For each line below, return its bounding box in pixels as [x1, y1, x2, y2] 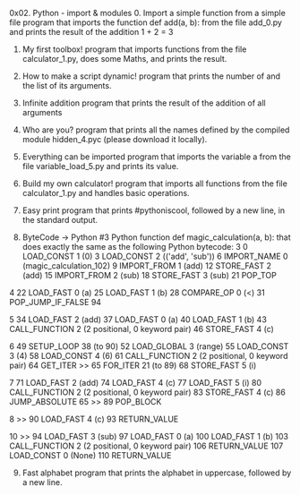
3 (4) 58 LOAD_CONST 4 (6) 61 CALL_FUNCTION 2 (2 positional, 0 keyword [9, 351, 288, 361]
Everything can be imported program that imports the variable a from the [21, 151, 291, 162]
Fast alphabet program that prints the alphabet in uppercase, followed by [21, 467, 292, 478]
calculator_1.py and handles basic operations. [21, 188, 190, 198]
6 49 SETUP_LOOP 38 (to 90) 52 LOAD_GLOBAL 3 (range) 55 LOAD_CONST [9, 341, 289, 352]
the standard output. [21, 215, 99, 225]
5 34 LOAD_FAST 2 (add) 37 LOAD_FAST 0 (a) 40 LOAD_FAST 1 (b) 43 [9, 314, 267, 325]
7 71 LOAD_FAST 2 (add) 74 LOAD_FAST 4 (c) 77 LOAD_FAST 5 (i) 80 [9, 378, 262, 388]
